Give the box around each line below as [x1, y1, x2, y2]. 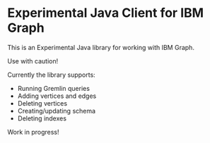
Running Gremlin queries [17, 84, 91, 92]
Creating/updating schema [17, 106, 96, 115]
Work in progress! [7, 128, 59, 136]
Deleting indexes [17, 114, 67, 123]
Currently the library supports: [7, 70, 95, 79]
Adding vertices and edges [17, 92, 97, 100]
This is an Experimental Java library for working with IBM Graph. [7, 43, 194, 51]
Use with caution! [7, 56, 59, 65]
